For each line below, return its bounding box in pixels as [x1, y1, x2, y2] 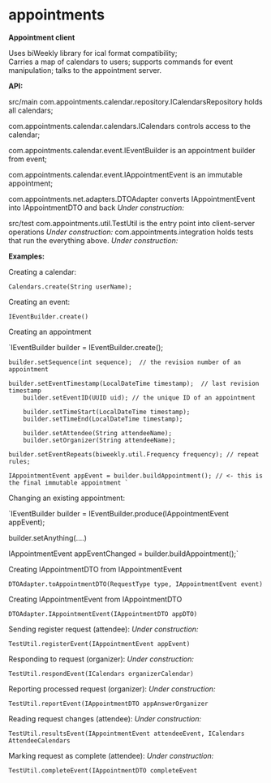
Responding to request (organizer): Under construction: [8, 654, 195, 664]
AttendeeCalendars [8, 736, 71, 745]
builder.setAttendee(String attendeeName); [23, 429, 173, 437]
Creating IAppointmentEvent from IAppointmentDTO [8, 594, 183, 604]
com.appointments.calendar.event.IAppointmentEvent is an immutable [8, 169, 243, 179]
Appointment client [8, 32, 75, 42]
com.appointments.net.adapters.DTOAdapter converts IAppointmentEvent [8, 194, 256, 203]
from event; [8, 154, 47, 164]
